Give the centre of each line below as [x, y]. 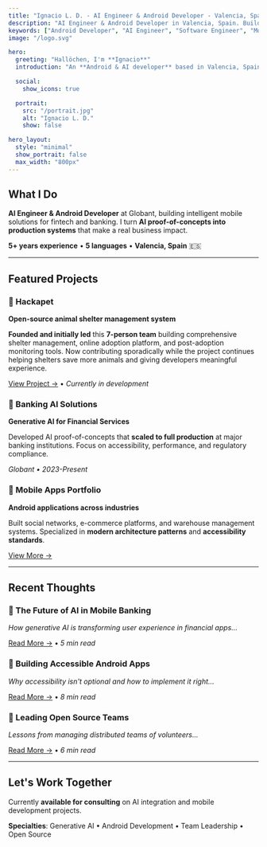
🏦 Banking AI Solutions [53, 405]
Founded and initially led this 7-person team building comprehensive [122, 335]
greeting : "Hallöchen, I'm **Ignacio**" [83, 60]
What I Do [33, 195]
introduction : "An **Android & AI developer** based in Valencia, [128, 67]
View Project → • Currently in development [79, 384]
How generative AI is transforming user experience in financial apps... [123, 628]
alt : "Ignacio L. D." [58, 118]
